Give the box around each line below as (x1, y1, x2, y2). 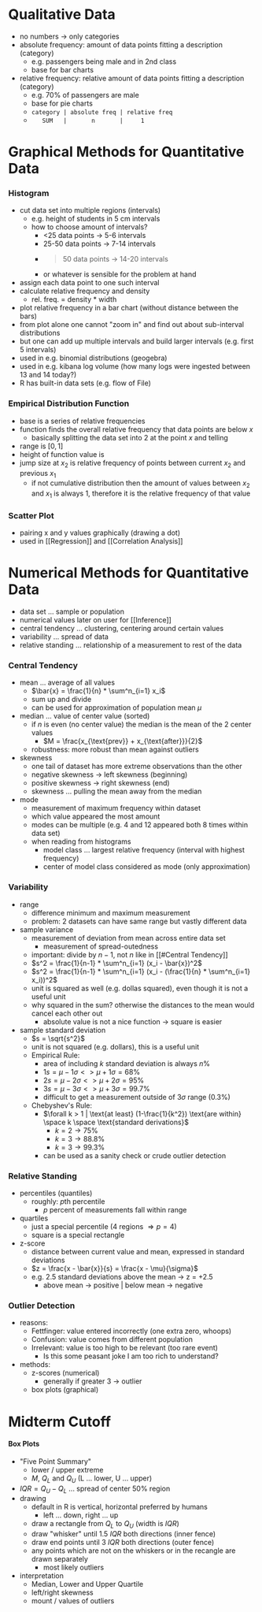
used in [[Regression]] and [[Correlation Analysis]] (19, 537, 183, 546)
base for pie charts (31, 98, 93, 108)
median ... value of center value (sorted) (19, 711, 150, 721)
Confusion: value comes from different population (31, 1335, 193, 1344)
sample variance (19, 924, 74, 934)
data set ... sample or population (19, 607, 124, 616)
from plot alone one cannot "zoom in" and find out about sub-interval (19, 320, 245, 329)
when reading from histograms (31, 837, 131, 846)
